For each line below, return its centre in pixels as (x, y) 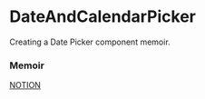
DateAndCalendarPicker (103, 17)
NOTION (25, 85)
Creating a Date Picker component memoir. (90, 42)
